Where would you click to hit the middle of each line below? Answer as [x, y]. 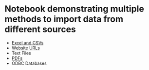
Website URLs [26, 48]
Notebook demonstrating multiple [74, 9]
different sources [40, 29]
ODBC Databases [29, 63]
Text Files [21, 53]
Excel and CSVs [28, 42]
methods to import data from [64, 19]
